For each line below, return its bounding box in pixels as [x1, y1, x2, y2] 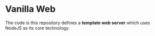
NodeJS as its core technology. [5, 25, 70, 31]
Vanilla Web [5, 3, 56, 15]
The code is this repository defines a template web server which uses [5, 20, 150, 26]
